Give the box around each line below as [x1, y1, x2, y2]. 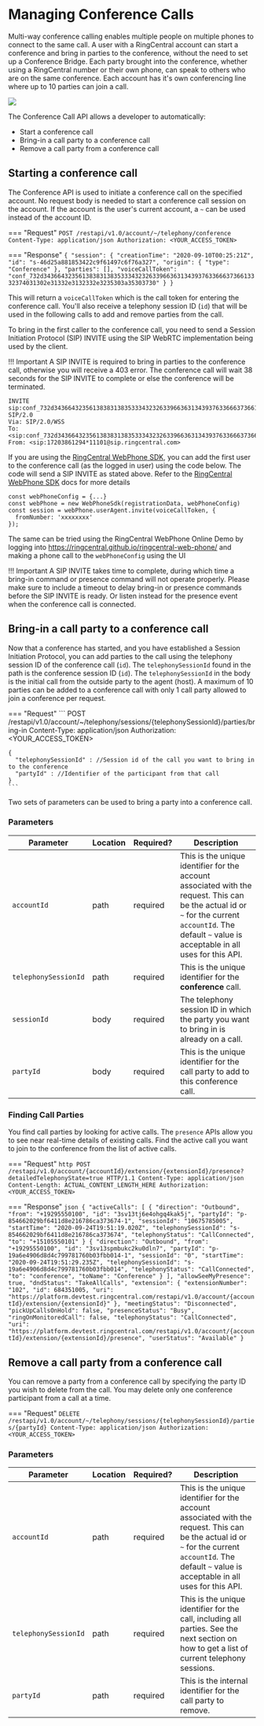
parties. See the [179, 1624, 238, 1635]
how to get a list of [179, 1643, 249, 1654]
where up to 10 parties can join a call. [8, 81, 129, 91]
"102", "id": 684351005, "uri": [8, 1286, 114, 1294]
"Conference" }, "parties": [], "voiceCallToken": [8, 265, 178, 273]
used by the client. [8, 341, 68, 351]
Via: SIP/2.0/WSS [8, 417, 65, 426]
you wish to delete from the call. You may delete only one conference [8, 1384, 233, 1395]
